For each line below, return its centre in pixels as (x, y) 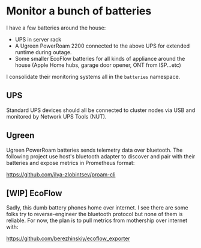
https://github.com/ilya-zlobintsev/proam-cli (61, 174)
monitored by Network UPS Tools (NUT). (56, 116)
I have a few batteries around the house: (56, 28)
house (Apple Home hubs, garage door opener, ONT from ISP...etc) (98, 65)
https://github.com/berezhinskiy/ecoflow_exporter (68, 238)
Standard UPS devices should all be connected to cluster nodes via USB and (101, 110)
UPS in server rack (38, 39)
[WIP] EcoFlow (34, 193)
